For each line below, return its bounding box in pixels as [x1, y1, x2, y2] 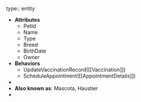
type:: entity [6, 5, 35, 12]
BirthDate [23, 47, 47, 55]
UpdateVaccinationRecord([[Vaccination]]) [23, 66, 126, 73]
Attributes [14, 16, 40, 23]
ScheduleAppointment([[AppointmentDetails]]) [23, 73, 136, 79]
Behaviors [14, 60, 40, 67]
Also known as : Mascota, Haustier [14, 85, 98, 91]
